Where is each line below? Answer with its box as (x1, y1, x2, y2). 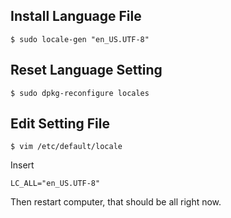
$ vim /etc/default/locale (10, 142, 123, 152)
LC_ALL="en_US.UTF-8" (10, 179, 101, 189)
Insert (10, 159, 35, 171)
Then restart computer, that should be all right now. (10, 196, 222, 208)
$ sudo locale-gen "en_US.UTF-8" (10, 34, 150, 44)
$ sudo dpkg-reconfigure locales (10, 88, 150, 98)
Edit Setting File (10, 115, 110, 133)
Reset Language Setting (10, 62, 163, 79)
